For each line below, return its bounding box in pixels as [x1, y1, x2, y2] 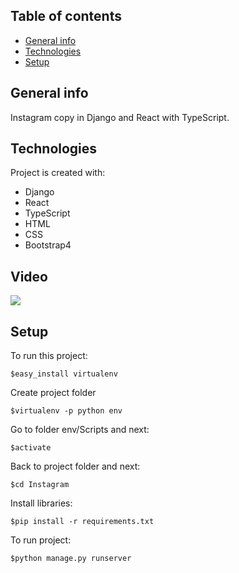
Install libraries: [10, 497, 73, 509]
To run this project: [10, 350, 88, 362]
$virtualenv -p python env [10, 406, 123, 416]
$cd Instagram [10, 480, 70, 490]
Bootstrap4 [24, 239, 72, 251]
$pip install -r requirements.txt [10, 517, 155, 527]
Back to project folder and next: [10, 460, 141, 473]
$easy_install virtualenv [10, 369, 118, 379]
